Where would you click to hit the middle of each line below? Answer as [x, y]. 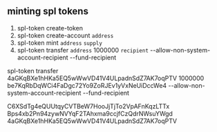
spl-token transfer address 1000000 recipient [83, 50]
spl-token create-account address [65, 35]
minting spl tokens [48, 11]
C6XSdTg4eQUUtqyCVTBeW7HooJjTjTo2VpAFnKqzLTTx [88, 106]
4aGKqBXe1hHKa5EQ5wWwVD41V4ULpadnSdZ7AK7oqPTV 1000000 [106, 78]
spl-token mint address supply [59, 43]
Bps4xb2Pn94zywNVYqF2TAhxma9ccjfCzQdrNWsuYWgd [90, 113]
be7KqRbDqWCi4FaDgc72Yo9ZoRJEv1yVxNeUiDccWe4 [87, 85]
